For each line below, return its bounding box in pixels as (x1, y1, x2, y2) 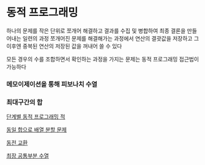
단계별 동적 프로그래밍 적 (6, 113, 65, 120)
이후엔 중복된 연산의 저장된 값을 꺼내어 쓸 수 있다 (6, 42, 122, 50)
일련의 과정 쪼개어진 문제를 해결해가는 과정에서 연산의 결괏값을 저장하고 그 (22, 34, 199, 42)
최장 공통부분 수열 (6, 152, 49, 159)
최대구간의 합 (6, 98, 43, 106)
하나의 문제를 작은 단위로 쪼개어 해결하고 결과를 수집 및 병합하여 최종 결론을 (6, 27, 186, 34)
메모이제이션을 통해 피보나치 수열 (6, 80, 98, 88)
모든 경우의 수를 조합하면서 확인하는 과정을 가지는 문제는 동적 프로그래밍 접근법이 (6, 55, 199, 63)
